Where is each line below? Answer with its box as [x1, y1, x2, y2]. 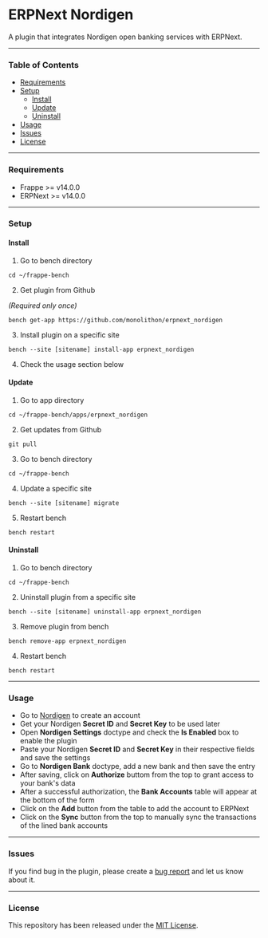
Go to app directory [19, 395, 85, 404]
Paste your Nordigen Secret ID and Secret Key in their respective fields [19, 744, 255, 755]
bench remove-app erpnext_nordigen [8, 637, 127, 645]
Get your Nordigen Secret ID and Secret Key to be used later [19, 719, 221, 729]
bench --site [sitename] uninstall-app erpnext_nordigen [8, 608, 202, 616]
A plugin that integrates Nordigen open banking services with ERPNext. [8, 32, 242, 41]
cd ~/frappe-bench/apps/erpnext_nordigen [8, 411, 148, 419]
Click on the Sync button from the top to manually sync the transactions [19, 812, 257, 822]
